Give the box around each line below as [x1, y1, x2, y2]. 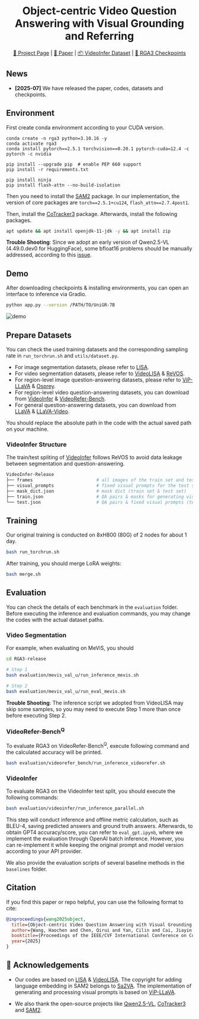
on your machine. [6, 426, 49, 433]
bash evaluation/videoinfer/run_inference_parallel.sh [6, 805, 145, 811]
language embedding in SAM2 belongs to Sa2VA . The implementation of [14, 982, 192, 989]
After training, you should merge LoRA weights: [6, 560, 121, 567]
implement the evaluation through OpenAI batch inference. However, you [6, 835, 184, 842]
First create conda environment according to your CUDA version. [6, 123, 165, 131]
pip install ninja [6, 177, 52, 183]
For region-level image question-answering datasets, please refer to [14, 376, 182, 383]
